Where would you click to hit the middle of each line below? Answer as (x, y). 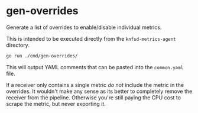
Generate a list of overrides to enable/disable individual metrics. (84, 27)
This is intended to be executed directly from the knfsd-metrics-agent (91, 38)
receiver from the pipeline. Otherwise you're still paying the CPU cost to (94, 97)
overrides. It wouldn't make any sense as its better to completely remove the (99, 91)
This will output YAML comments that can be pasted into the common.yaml (95, 67)
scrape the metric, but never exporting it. (56, 104)
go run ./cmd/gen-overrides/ (42, 56)
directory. (18, 45)
